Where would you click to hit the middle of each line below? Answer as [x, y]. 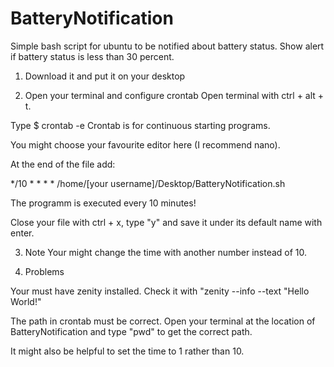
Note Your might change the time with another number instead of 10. [166, 252]
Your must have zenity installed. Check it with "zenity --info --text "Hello [160, 291]
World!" [26, 301]
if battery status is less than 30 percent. [92, 56]
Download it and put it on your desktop [105, 76]
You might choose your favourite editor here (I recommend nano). [145, 144]
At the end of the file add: [63, 164]
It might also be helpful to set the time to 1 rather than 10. [127, 351]
